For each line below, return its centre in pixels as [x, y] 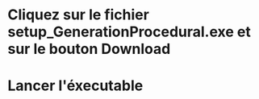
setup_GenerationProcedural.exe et [129, 32]
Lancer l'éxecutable [75, 86]
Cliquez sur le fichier [79, 15]
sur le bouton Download [89, 49]
